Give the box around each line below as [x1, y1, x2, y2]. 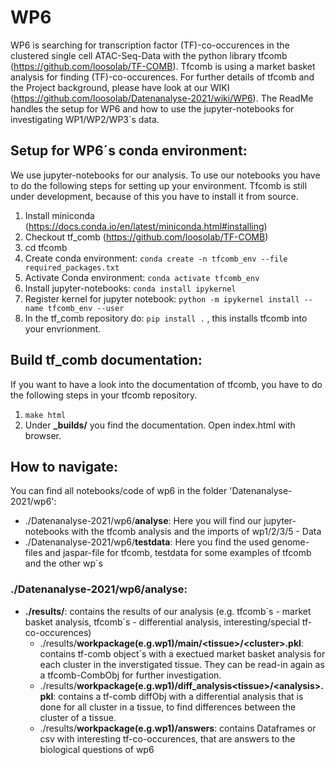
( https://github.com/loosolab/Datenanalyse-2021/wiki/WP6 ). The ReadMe [10, 92, 314, 104]
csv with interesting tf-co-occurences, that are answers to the [39, 732, 296, 745]
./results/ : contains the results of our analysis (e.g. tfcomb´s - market [24, 605, 312, 617]
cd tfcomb [24, 241, 68, 253]
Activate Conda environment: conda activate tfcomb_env [24, 271, 260, 283]
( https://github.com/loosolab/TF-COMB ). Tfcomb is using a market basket [10, 60, 316, 72]
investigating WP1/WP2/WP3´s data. [10, 113, 160, 125]
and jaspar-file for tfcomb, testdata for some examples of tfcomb [44, 547, 312, 559]
